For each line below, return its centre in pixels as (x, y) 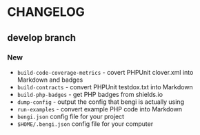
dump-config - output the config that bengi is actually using (101, 102)
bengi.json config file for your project (71, 116)
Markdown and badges (50, 80)
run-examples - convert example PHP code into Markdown (100, 109)
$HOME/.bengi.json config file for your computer (85, 124)
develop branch (42, 38)
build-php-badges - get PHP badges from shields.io (90, 94)
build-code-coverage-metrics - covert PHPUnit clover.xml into (105, 72)
